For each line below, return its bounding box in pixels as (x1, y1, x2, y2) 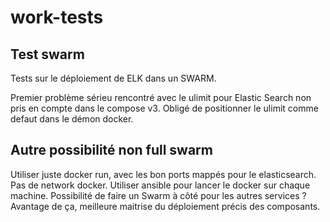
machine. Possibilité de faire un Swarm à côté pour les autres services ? (10, 189, 307, 201)
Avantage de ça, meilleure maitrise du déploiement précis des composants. (10, 200, 321, 212)
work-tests (10, 6, 104, 29)
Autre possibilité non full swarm (10, 142, 213, 159)
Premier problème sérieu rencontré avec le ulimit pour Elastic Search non (10, 92, 312, 103)
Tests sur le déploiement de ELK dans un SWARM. (10, 72, 217, 84)
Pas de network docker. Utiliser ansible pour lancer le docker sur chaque (10, 179, 311, 191)
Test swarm (10, 46, 85, 63)
